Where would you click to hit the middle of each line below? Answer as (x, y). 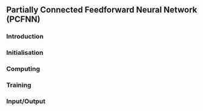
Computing (23, 69)
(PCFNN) (23, 20)
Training (19, 85)
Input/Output (26, 101)
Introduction (25, 37)
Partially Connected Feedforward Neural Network (102, 10)
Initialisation (25, 52)
